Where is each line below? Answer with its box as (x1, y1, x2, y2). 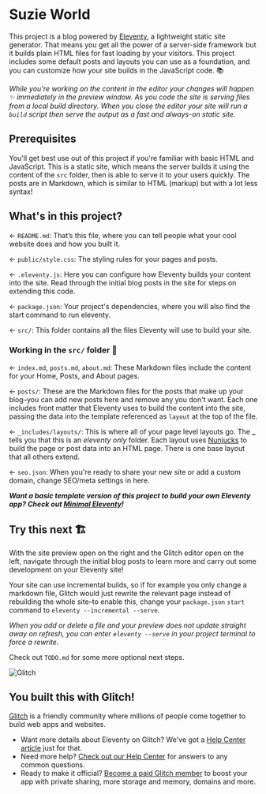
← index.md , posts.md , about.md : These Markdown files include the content (9, 363, 252, 372)
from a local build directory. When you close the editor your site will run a (9, 101, 248, 110)
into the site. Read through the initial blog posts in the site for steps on (9, 278, 237, 287)
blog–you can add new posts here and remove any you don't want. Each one (9, 394, 258, 404)
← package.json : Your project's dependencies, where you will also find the (9, 301, 251, 311)
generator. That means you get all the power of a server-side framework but (9, 39, 257, 49)
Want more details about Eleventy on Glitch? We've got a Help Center (20, 735, 246, 744)
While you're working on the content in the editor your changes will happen (9, 84, 255, 93)
